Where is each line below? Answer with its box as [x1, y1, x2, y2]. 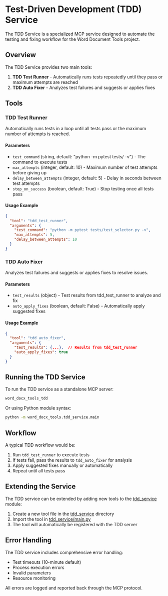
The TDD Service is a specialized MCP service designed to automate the [5, 31, 155, 37]
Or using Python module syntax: [5, 405, 71, 411]
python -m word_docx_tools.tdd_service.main [5, 415, 99, 420]
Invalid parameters [12, 569, 51, 576]
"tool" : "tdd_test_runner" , [9, 218, 68, 223]
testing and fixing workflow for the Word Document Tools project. [5, 36, 140, 42]
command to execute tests [12, 159, 67, 165]
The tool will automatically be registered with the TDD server [12, 521, 137, 527]
